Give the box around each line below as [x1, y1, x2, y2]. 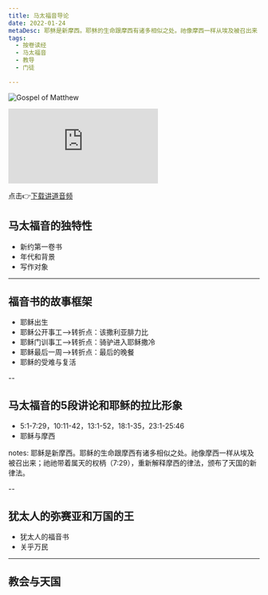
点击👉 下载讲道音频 [8, 191, 73, 200]
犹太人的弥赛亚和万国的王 [8, 509, 134, 523]
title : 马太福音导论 [8, 11, 69, 20]
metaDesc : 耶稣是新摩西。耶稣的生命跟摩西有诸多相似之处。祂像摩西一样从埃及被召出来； [8, 26, 264, 34]
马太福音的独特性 [8, 219, 93, 232]
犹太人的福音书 [19, 532, 69, 541]
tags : [8, 34, 26, 42]
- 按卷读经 [15, 42, 47, 50]
